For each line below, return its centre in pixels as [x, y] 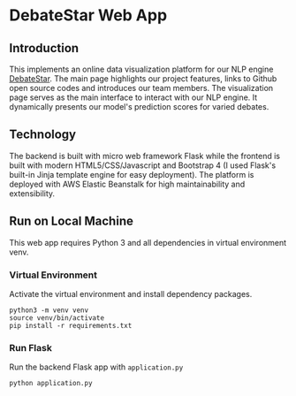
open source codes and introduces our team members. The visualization [141, 88]
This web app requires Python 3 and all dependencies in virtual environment [148, 242]
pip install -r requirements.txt [71, 325]
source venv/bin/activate [57, 318]
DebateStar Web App [88, 15]
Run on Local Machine [72, 221]
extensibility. [32, 193]
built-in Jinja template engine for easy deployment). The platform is [132, 174]
